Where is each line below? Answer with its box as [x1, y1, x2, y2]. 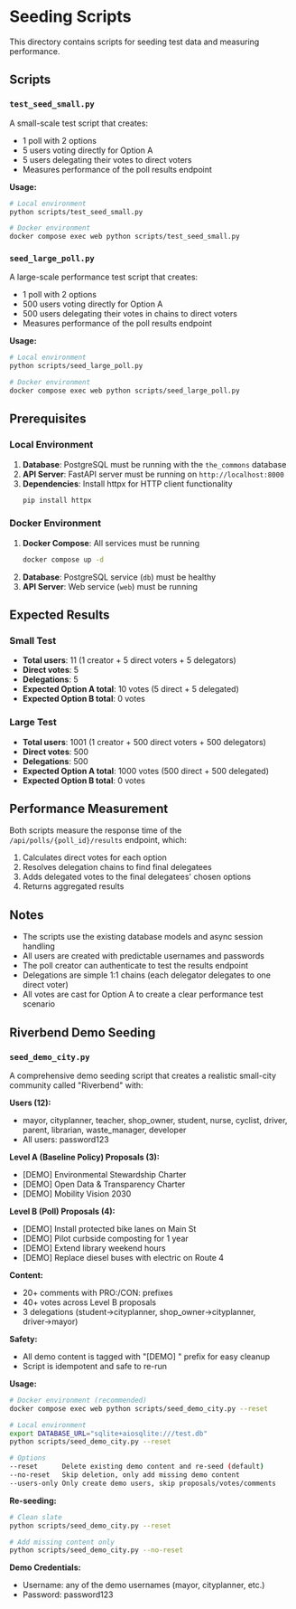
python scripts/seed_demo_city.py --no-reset [9, 1546, 183, 1555]
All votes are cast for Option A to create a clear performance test [22, 989, 264, 1000]
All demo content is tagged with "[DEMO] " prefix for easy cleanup [22, 1350, 271, 1362]
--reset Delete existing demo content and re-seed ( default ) [9, 1462, 264, 1472]
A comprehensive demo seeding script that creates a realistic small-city [9, 1070, 277, 1081]
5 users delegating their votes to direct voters [22, 154, 192, 165]
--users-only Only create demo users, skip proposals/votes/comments [9, 1479, 277, 1488]
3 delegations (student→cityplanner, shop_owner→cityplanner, [22, 1306, 256, 1317]
